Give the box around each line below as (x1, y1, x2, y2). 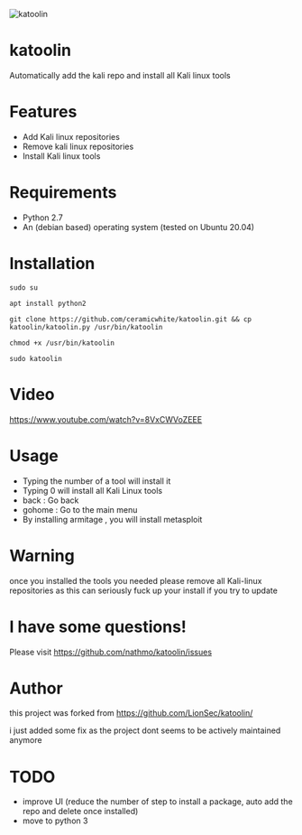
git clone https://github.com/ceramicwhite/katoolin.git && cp (9, 314, 252, 324)
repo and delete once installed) (22, 806, 139, 817)
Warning (9, 545, 75, 566)
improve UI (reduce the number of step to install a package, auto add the (22, 796, 293, 807)
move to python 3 (22, 815, 88, 826)
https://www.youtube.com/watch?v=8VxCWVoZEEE (9, 413, 203, 424)
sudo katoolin (9, 354, 63, 363)
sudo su (9, 283, 39, 292)
